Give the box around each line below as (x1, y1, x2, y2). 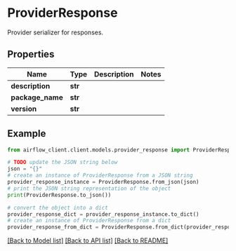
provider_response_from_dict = (7, 224, 99, 231)
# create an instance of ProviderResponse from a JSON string (7, 172, 193, 179)
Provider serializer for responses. (7, 28, 104, 36)
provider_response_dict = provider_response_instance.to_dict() (7, 210, 199, 218)
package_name (11, 93, 63, 102)
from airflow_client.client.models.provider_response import (7, 146, 190, 154)
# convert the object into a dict (7, 204, 109, 211)
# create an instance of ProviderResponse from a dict (7, 217, 171, 224)
